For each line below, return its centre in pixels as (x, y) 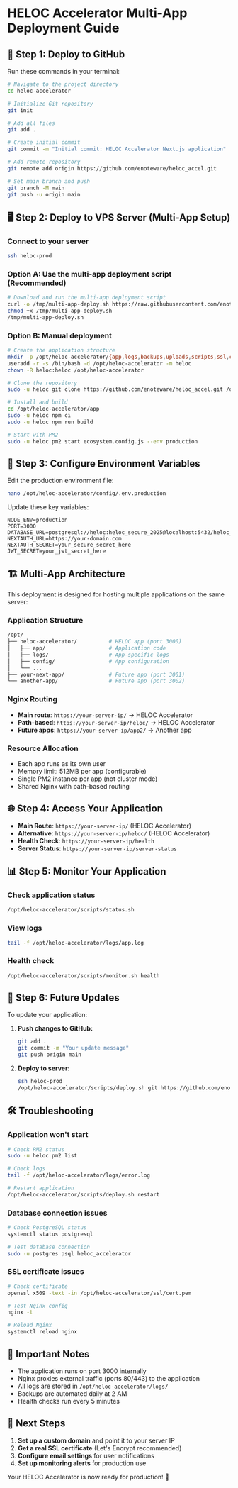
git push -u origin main (44, 194)
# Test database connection (49, 1247)
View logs (25, 928)
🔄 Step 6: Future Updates (64, 998)
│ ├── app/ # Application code (87, 648)
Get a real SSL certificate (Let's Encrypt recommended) (100, 1448)
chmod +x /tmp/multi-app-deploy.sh (60, 311)
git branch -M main (36, 188)
